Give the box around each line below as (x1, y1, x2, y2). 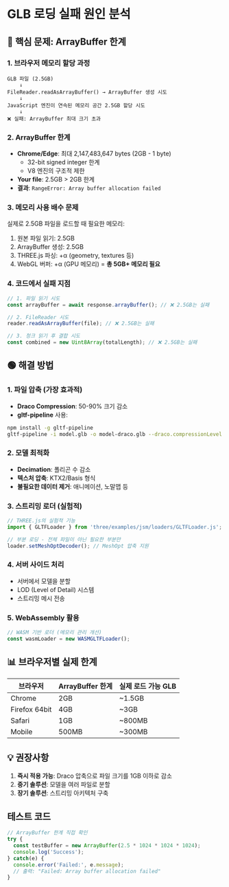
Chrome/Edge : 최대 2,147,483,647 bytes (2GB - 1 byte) (16, 149, 171, 158)
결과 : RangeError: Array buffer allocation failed (16, 184, 161, 193)
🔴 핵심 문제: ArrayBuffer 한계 (7, 36, 127, 47)
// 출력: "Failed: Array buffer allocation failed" (13, 868, 161, 875)
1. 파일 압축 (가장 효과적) (7, 385, 83, 395)
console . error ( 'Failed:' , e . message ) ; (13, 861, 125, 868)
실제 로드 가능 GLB (119, 681, 177, 691)
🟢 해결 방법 (7, 360, 54, 371)
